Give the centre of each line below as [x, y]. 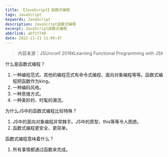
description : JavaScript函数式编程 [41, 24]
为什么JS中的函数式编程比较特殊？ [41, 111]
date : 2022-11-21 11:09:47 [34, 38]
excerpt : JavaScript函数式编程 [36, 29]
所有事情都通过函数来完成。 [41, 149]
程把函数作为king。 [33, 81]
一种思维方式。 [28, 94]
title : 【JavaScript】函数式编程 [38, 10]
